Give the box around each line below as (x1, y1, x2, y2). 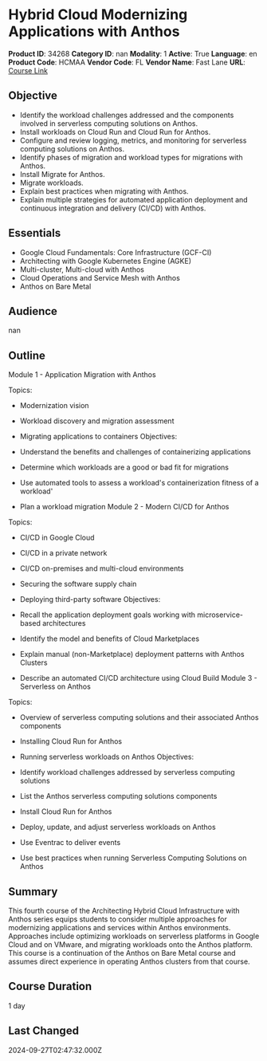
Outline (8, 348, 45, 362)
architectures (42, 619, 86, 628)
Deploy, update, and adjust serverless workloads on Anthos (19, 823, 217, 832)
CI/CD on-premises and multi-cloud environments (19, 564, 184, 573)
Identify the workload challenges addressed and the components (19, 110, 234, 120)
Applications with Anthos (8, 22, 180, 41)
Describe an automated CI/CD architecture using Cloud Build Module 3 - (19, 674, 257, 683)
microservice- (196, 610, 243, 619)
